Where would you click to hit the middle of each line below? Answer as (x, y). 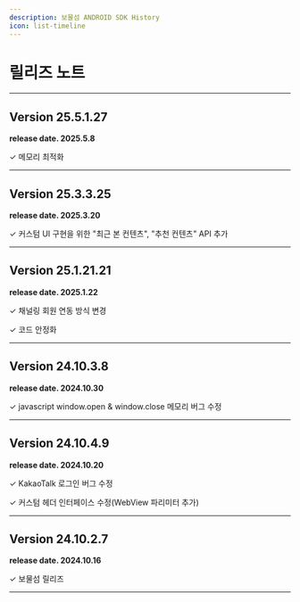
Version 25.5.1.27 (58, 117)
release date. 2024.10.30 (57, 388)
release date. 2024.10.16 (55, 561)
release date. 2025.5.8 (52, 138)
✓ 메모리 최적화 (37, 157)
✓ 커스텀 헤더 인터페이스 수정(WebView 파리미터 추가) (104, 502)
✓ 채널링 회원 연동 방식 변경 (58, 310)
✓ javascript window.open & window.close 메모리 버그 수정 (116, 406)
